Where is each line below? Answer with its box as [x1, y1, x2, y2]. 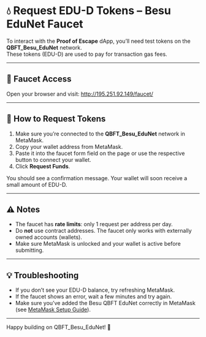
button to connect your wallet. [15, 156, 92, 163]
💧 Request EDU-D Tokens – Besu [6, 4, 172, 18]
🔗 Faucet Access [6, 74, 72, 85]
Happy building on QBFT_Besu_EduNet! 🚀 [6, 324, 112, 331]
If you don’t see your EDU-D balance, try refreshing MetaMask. [15, 286, 175, 294]
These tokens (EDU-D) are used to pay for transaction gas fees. [6, 50, 167, 58]
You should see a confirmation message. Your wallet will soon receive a [6, 174, 188, 181]
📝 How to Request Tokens [6, 114, 106, 124]
